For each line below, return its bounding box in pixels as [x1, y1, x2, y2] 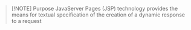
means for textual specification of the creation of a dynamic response [11, 11, 186, 18]
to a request [11, 18, 42, 24]
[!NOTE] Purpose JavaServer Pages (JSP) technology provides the [11, 5, 178, 12]
